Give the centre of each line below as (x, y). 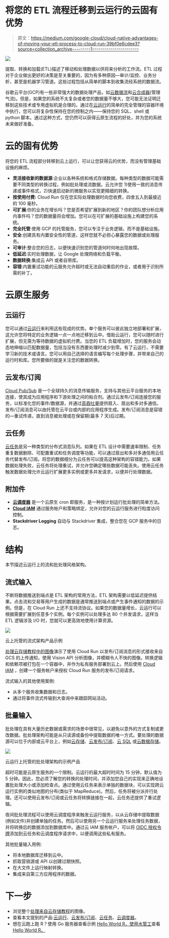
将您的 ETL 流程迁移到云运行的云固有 (81, 10)
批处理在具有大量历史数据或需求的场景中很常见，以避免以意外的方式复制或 (82, 728)
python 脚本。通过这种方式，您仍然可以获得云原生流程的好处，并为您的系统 (83, 117)
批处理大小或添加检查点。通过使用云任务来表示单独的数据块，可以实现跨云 (87, 785)
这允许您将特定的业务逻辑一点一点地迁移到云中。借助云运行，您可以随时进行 (84, 334)
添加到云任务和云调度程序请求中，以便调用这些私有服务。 (69, 833)
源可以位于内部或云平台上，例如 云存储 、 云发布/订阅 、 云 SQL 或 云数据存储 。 (84, 741)
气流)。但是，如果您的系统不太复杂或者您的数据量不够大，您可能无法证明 (81, 98)
